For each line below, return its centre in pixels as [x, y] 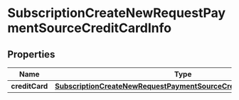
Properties [31, 54]
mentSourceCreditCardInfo [90, 28]
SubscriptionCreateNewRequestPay [117, 13]
